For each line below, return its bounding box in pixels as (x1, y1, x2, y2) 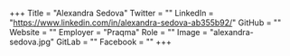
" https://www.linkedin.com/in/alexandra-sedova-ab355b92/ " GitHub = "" (9, 17, 282, 28)
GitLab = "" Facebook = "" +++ (55, 36, 172, 47)
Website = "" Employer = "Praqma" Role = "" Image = (9, 27, 208, 37)
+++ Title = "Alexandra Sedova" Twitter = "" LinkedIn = (9, 8, 214, 18)
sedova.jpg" (9, 36, 55, 47)
